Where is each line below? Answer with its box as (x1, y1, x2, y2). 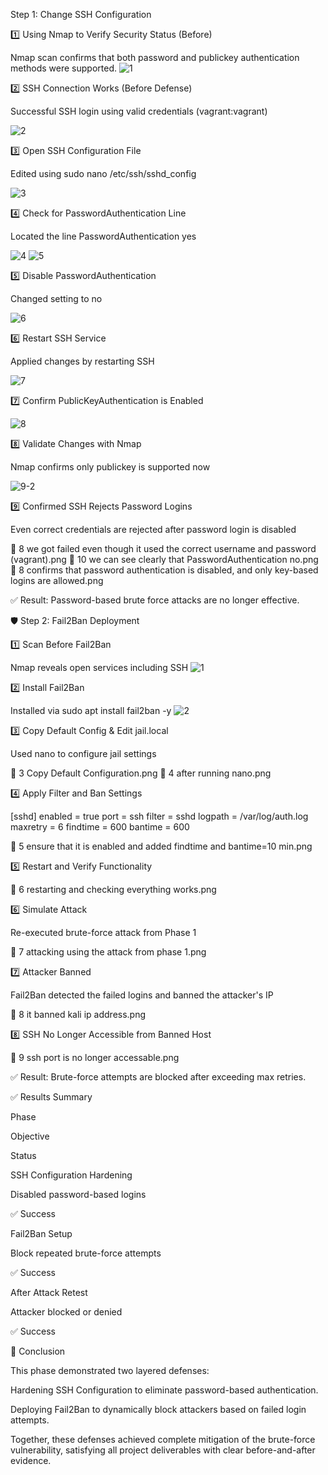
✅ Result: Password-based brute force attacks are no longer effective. (10, 594, 300, 606)
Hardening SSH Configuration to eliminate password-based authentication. (10, 1384, 319, 1396)
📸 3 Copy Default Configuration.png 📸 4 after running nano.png (10, 767, 272, 779)
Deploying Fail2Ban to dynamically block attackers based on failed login (10, 1404, 307, 1415)
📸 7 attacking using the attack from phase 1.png (10, 946, 207, 958)
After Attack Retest (10, 1287, 88, 1298)
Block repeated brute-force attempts (10, 1247, 162, 1259)
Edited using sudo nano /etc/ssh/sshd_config (10, 168, 197, 179)
